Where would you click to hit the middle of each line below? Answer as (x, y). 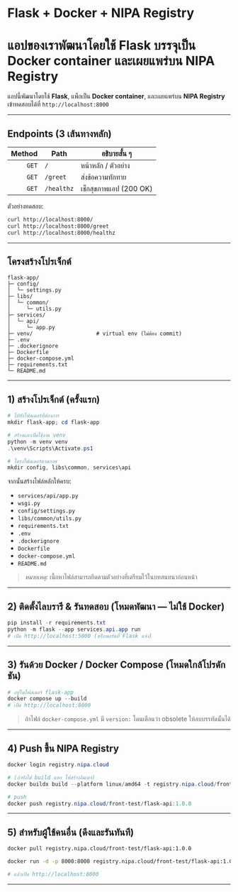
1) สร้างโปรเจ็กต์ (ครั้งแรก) (54, 399)
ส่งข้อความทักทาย (103, 177)
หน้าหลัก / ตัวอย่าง (105, 165)
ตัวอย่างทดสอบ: (25, 206)
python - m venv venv (38, 441)
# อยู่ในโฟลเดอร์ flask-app (41, 692)
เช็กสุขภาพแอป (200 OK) (117, 188)
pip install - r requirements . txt (57, 623)
